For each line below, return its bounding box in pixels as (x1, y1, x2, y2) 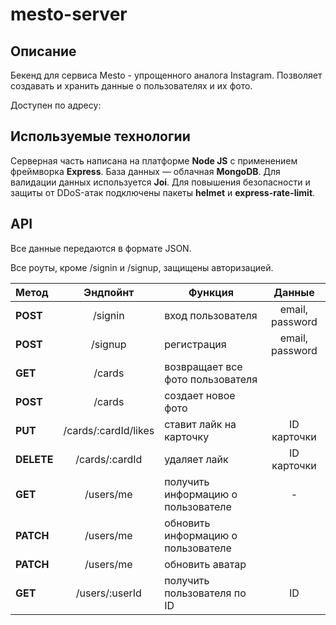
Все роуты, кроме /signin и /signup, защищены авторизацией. (10, 261, 274, 273)
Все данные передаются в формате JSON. (10, 242, 192, 254)
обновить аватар (164, 557, 247, 571)
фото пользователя (164, 372, 258, 386)
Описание (10, 43, 77, 60)
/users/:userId (75, 586, 142, 600)
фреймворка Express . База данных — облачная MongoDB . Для (10, 165, 281, 177)
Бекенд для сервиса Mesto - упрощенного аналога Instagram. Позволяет (10, 69, 323, 81)
